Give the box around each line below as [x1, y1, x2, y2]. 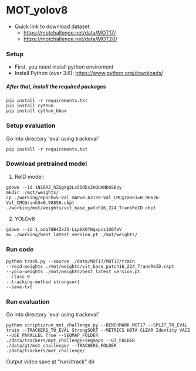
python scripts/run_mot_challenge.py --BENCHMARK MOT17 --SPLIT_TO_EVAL [6, 322, 188, 328]
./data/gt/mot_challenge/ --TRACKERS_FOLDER [6, 343, 117, 349]
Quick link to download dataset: [14, 23, 92, 30]
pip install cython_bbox [6, 108, 67, 114]
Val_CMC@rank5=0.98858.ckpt [6, 200, 75, 206]
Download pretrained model [6, 159, 87, 168]
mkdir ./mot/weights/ [6, 189, 59, 195]
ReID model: [14, 173, 45, 180]
